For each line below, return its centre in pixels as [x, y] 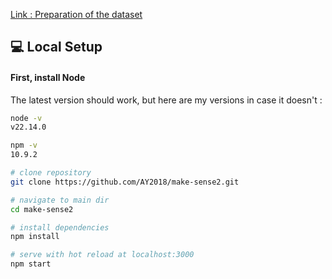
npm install [35, 237]
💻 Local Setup [56, 47]
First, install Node [48, 77]
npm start [31, 264]
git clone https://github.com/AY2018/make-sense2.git [125, 182]
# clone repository [51, 173]
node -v [26, 118]
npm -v [24, 145]
